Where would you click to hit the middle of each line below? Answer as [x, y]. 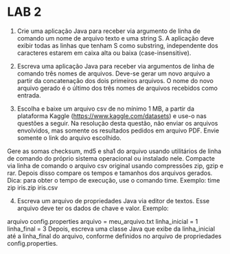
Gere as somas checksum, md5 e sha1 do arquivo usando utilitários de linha [114, 151]
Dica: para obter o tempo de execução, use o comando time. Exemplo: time [114, 180]
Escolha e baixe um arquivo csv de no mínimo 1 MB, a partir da [105, 108]
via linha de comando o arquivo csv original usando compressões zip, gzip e [115, 165]
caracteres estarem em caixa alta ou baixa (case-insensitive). [104, 53]
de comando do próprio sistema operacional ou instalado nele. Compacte [111, 158]
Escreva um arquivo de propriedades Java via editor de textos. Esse [113, 200]
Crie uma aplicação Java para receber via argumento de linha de [108, 31]
